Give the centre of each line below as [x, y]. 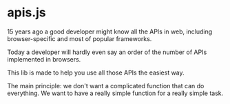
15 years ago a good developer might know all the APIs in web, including [110, 31]
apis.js [27, 13]
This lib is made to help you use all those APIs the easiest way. [96, 73]
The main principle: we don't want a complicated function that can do [106, 86]
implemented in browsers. [44, 59]
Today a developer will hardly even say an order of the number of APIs [107, 52]
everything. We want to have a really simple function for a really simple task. [115, 93]
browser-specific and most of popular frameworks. [80, 38]
